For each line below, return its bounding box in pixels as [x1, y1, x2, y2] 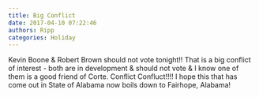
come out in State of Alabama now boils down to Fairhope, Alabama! [8, 80, 231, 90]
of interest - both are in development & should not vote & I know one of [8, 64, 239, 73]
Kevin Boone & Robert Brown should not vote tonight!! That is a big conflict [8, 55, 251, 65]
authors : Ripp [8, 26, 55, 34]
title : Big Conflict [8, 11, 77, 20]
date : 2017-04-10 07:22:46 [8, 19, 97, 27]
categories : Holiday [8, 33, 77, 42]
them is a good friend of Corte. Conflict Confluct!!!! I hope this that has [8, 72, 238, 81]
